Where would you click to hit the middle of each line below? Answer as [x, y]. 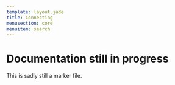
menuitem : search [28, 29]
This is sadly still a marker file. [44, 76]
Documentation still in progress [87, 59]
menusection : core [30, 23]
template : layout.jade [35, 12]
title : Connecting [30, 18]
